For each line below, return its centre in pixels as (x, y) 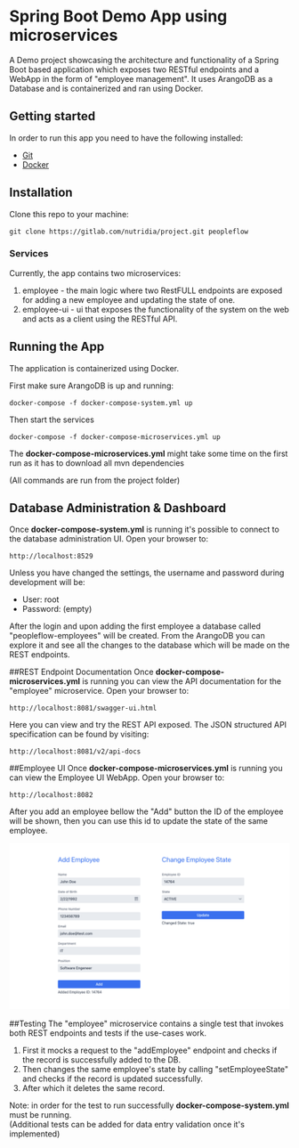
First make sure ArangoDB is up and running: (91, 386)
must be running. (40, 1114)
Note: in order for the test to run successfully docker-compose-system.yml (149, 1105)
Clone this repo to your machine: (69, 214)
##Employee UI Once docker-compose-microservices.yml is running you (146, 769)
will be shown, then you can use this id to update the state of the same (139, 821)
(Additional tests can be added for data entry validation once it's (127, 1124)
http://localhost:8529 (51, 557)
